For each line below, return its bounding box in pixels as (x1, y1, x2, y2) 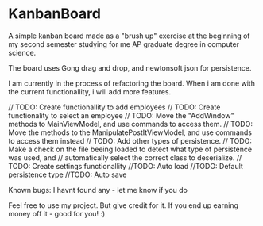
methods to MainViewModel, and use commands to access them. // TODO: (8, 119, 253, 128)
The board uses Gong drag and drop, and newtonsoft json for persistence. (8, 63, 252, 72)
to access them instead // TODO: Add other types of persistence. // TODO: (8, 136, 253, 145)
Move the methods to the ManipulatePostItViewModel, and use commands (8, 128, 253, 137)
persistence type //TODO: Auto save (8, 170, 127, 179)
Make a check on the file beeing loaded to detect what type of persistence (8, 144, 253, 154)
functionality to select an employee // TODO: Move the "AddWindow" (8, 110, 234, 120)
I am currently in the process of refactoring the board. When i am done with (8, 79, 256, 88)
